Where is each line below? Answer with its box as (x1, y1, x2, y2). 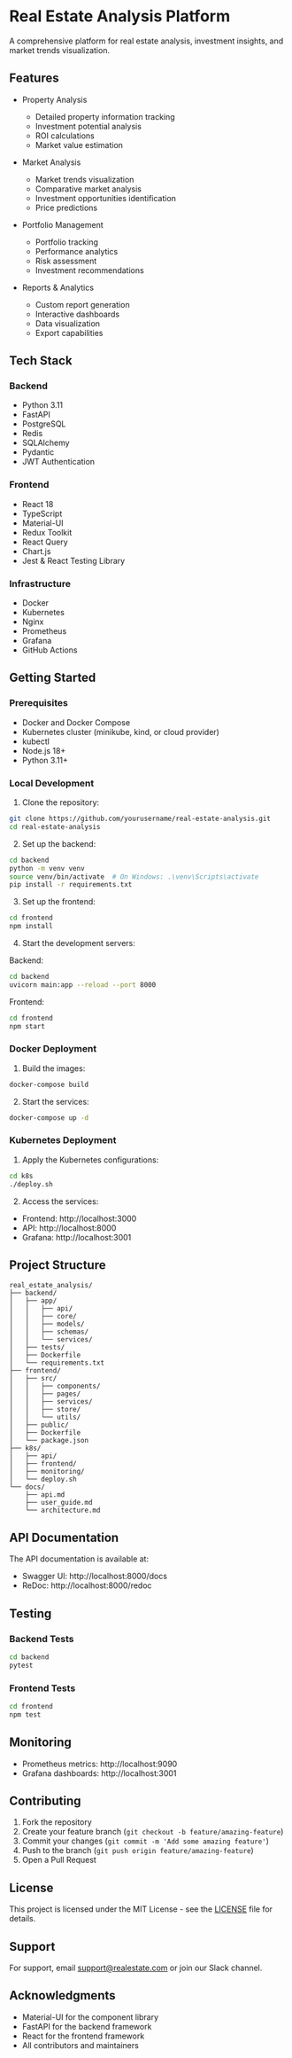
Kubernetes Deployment (9, 1134, 117, 1146)
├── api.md (25, 1491, 65, 1499)
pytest (9, 1661, 34, 1670)
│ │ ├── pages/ (9, 1389, 81, 1398)
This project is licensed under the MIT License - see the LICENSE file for (9, 1904, 273, 1914)
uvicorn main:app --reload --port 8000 (9, 980, 157, 990)
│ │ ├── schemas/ (9, 1327, 89, 1336)
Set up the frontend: (21, 896, 96, 907)
